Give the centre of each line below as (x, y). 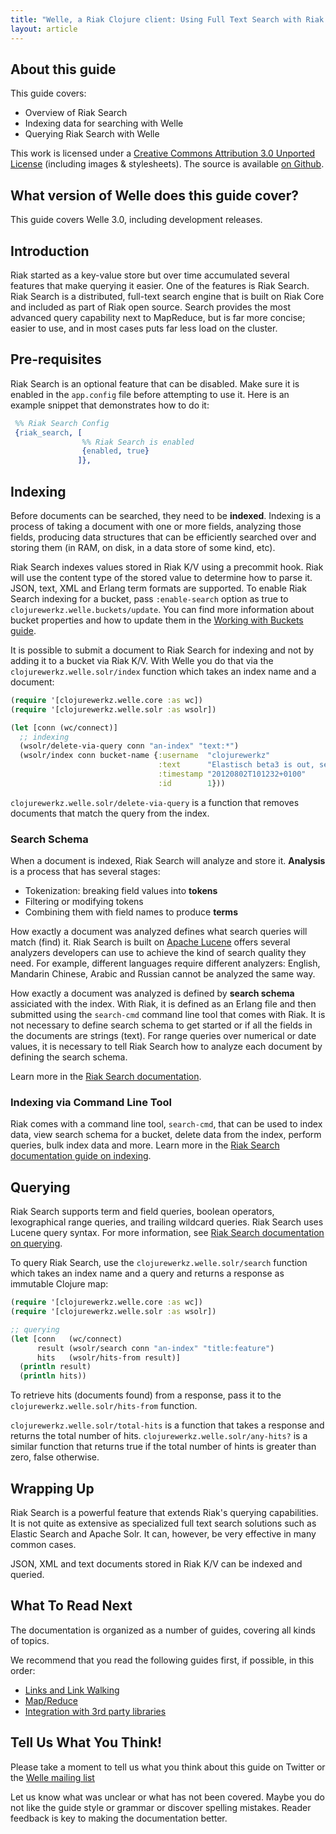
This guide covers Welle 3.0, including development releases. (136, 220)
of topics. (30, 1640)
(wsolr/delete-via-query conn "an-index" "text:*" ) (129, 746)
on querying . (36, 1243)
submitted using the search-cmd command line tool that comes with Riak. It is (168, 1015)
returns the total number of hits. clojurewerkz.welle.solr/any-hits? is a (159, 1436)
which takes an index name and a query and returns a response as (147, 1273)
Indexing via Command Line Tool (91, 1103)
